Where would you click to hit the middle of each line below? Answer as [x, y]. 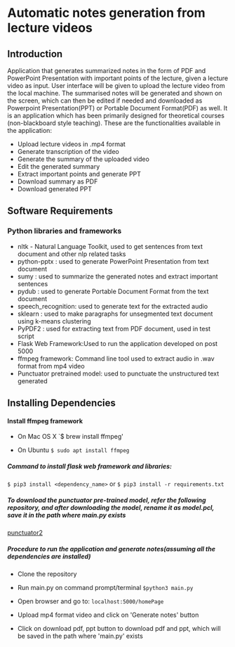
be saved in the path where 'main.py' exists [80, 636]
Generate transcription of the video [68, 152]
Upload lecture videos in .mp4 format [72, 144]
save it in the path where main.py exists [67, 515]
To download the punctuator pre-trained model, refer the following [107, 500]
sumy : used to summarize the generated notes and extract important [117, 276]
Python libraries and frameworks [65, 231]
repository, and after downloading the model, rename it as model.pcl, [111, 507]
